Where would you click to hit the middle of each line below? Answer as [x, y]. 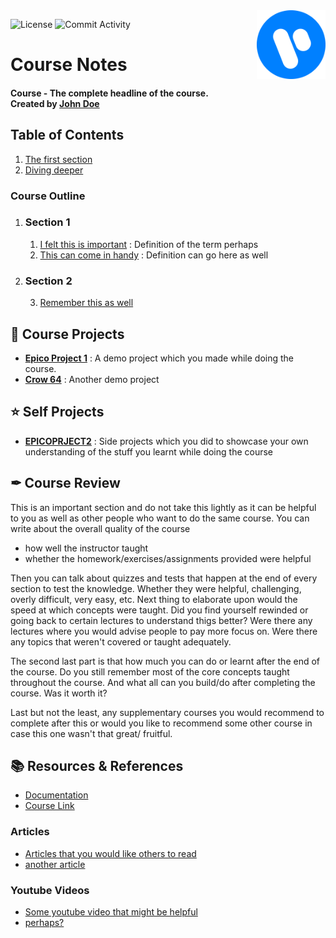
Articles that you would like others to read [110, 853]
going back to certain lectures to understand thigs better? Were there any [161, 620]
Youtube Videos [50, 890]
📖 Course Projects [67, 334]
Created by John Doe [55, 103]
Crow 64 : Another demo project [92, 379]
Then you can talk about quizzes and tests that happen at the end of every [164, 578]
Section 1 [47, 222]
